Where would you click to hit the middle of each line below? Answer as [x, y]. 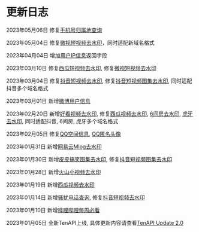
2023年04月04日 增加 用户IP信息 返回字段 [57, 55]
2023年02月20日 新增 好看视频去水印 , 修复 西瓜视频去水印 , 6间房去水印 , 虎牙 [99, 114]
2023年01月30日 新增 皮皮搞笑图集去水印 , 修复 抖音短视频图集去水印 [89, 159]
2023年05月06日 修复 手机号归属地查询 [54, 30]
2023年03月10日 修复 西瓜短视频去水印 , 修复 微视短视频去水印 [82, 68]
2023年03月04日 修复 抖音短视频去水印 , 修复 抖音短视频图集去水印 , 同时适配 [99, 81]
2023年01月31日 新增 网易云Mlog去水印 [54, 146]
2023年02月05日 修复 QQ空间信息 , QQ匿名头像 [64, 134]
